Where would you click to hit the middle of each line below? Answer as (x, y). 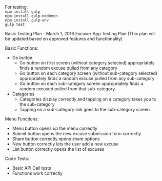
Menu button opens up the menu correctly (55, 128)
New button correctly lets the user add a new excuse (65, 144)
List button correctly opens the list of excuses (58, 149)
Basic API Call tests (31, 168)
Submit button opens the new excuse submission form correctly (76, 133)
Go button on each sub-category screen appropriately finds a (81, 83)
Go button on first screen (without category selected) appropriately (87, 63)
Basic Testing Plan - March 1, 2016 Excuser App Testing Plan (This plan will (80, 33)
